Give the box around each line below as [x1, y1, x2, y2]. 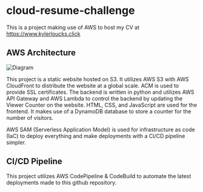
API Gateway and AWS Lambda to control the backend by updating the [6, 94, 183, 102]
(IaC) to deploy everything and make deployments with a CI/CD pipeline [6, 132, 185, 139]
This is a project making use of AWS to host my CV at [6, 24, 139, 31]
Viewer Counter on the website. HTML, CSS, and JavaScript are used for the [6, 101, 198, 108]
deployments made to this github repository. [6, 179, 117, 186]
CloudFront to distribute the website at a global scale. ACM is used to [6, 82, 179, 89]
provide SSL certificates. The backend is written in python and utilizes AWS [6, 88, 195, 96]
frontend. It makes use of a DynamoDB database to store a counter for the [6, 107, 191, 115]
